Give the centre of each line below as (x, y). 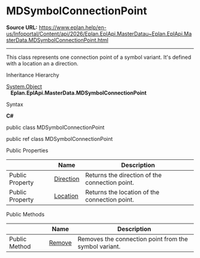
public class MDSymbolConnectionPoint (55, 127)
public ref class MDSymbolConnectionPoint (60, 139)
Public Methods (25, 214)
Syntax (15, 104)
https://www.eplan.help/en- (73, 27)
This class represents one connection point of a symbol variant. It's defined (99, 57)
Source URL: (22, 27)
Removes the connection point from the (133, 239)
